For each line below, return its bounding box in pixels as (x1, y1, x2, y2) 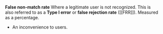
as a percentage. (5, 15, 39, 20)
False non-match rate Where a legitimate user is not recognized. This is (5, 4, 151, 10)
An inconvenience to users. (12, 24, 68, 30)
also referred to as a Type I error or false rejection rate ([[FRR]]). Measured (5, 9, 159, 15)
